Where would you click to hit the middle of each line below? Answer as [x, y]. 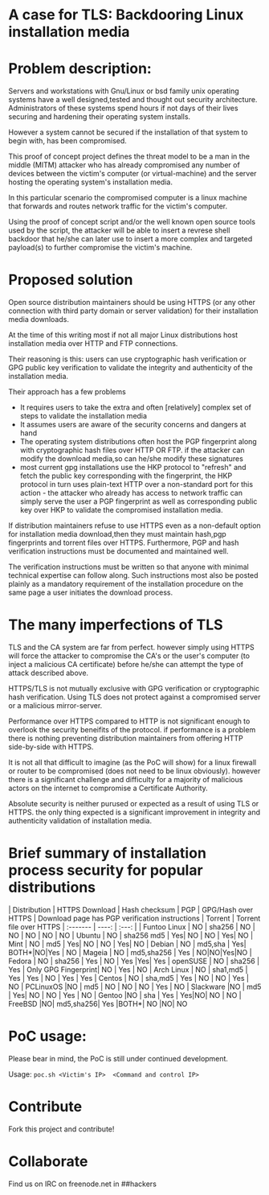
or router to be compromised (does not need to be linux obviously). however [134, 771]
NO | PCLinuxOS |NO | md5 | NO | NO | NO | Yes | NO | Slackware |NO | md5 [135, 987]
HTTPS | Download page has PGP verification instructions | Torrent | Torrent [134, 918]
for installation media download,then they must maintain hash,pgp [117, 534]
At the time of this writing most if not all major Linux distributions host [123, 335]
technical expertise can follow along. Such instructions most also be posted [133, 575]
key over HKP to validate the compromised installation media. [121, 510]
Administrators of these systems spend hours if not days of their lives [123, 108]
